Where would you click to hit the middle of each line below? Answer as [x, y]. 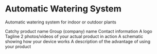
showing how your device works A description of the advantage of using [78, 41]
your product [18, 46]
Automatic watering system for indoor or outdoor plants [61, 22]
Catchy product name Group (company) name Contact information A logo [78, 31]
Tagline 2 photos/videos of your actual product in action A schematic [74, 36]
